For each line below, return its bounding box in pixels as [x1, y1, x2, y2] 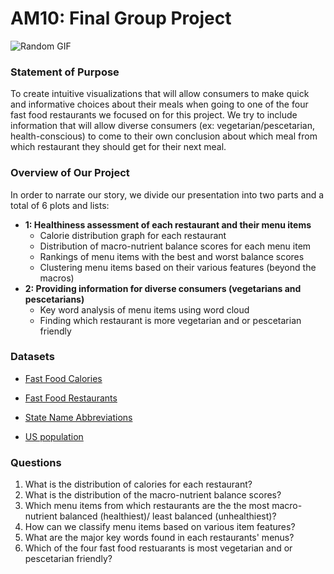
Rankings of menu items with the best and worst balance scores [39, 250, 305, 262]
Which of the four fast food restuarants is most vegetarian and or [24, 542, 293, 554]
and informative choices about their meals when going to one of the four [10, 98, 309, 111]
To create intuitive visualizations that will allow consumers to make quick [10, 88, 310, 100]
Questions [10, 455, 62, 469]
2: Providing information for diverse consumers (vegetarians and [24, 282, 302, 294]
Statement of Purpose [10, 65, 120, 79]
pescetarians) [24, 293, 85, 305]
